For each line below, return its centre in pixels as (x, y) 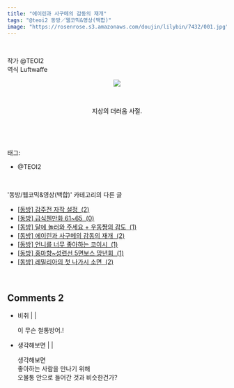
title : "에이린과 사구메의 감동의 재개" (57, 14)
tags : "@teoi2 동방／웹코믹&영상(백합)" (60, 20)
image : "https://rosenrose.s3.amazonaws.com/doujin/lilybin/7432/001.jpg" (118, 27)
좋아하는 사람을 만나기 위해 (54, 369)
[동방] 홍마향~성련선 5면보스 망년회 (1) (70, 253)
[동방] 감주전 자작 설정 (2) (53, 209)
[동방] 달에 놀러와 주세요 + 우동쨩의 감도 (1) (77, 227)
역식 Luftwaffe (28, 70)
